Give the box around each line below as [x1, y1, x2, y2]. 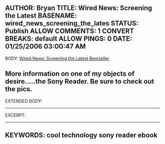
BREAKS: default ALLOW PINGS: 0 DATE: [5, 34, 133, 43]
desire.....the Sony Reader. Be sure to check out [5, 77, 155, 86]
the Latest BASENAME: [5, 12, 77, 20]
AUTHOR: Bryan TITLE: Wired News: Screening [5, 4, 152, 12]
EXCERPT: [5, 112, 26, 118]
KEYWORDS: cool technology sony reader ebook [5, 131, 158, 140]
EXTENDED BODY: [5, 98, 43, 104]
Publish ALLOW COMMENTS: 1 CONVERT [5, 27, 134, 35]
